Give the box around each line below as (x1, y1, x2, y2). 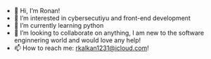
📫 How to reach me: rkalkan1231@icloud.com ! (13, 44, 149, 52)
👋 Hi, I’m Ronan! (13, 7, 60, 15)
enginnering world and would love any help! (13, 36, 141, 44)
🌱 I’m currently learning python (13, 22, 104, 29)
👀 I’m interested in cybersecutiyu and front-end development (13, 14, 191, 22)
